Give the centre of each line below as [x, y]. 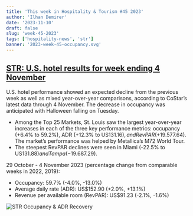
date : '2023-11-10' [30, 22]
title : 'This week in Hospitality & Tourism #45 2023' [75, 12]
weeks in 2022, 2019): [33, 171]
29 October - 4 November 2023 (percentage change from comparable [92, 165]
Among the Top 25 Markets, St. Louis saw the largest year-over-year [98, 122]
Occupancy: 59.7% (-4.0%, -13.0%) [58, 182]
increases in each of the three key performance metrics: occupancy [97, 128]
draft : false [22, 28]
